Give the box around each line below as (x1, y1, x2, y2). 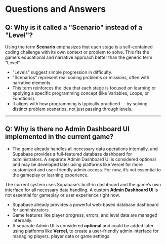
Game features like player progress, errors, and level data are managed (12, 212, 158, 218)
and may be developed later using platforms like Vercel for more (12, 162, 143, 167)
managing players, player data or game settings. (12, 233, 111, 239)
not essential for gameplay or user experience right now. (5, 192, 120, 198)
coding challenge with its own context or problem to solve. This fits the (5, 49, 150, 55)
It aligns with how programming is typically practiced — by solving (12, 101, 148, 107)
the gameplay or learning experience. (12, 172, 89, 178)
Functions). (12, 95, 36, 101)
